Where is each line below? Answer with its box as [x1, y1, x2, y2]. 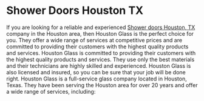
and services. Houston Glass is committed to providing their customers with [6, 49, 196, 56]
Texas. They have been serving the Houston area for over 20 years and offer [6, 81, 198, 88]
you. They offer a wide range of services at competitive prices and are [6, 36, 183, 44]
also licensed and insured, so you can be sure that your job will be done [6, 68, 186, 76]
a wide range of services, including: [6, 88, 96, 95]
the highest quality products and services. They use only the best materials [6, 56, 195, 63]
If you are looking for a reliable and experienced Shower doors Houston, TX [6, 24, 195, 31]
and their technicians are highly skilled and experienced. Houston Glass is [6, 62, 191, 70]
